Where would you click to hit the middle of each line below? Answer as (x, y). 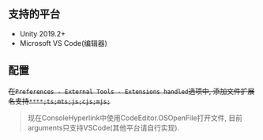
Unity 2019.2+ (42, 33)
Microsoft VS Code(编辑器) (64, 43)
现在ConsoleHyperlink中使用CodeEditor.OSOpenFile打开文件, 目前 (135, 118)
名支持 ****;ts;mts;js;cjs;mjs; (59, 100)
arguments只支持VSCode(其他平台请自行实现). (103, 127)
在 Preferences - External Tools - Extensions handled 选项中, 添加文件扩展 (131, 91)
